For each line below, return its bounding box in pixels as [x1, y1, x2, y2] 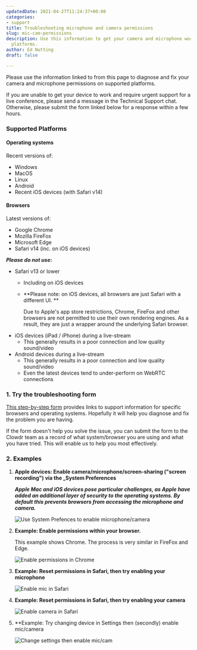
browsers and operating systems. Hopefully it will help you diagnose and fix [6, 410, 189, 417]
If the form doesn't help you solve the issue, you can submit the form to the [6, 427, 188, 435]
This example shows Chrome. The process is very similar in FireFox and [14, 538, 188, 545]
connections [23, 375, 54, 382]
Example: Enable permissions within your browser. [14, 527, 141, 534]
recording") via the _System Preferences [14, 474, 117, 481]
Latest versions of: [6, 215, 51, 222]
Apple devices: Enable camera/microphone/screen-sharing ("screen [14, 468, 186, 475]
